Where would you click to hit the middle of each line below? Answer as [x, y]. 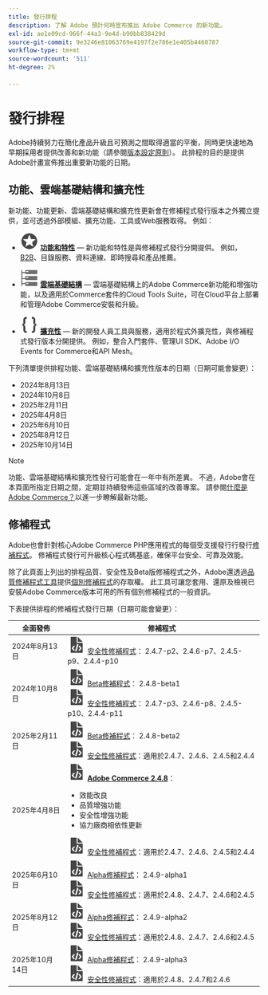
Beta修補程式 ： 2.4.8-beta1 [134, 683]
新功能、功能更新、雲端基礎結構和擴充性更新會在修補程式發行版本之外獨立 [130, 210]
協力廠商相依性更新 [111, 825]
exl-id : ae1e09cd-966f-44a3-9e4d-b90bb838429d [87, 33]
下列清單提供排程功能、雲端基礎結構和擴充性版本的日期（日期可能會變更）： [132, 368]
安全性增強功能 [104, 815]
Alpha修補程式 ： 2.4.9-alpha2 [137, 917]
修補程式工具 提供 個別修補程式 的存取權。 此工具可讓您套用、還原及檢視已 [135, 582]
